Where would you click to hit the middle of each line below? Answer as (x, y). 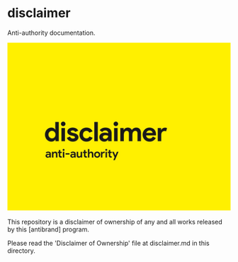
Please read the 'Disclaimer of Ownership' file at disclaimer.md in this (109, 243)
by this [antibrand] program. (49, 229)
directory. (21, 251)
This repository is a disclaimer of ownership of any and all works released (115, 222)
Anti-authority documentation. (51, 33)
